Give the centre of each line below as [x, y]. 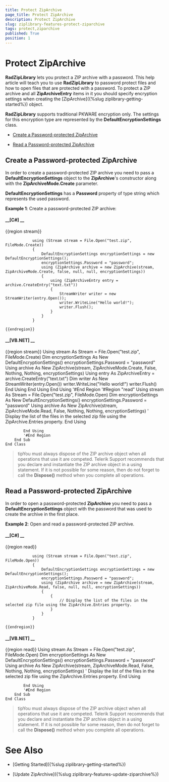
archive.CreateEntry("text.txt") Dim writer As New [57, 379]
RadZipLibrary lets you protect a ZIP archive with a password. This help [80, 77]
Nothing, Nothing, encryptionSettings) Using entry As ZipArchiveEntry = [80, 374]
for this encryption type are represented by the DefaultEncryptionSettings [83, 119]
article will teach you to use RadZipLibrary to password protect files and [80, 83]
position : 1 [18, 39]
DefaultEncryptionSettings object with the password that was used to [79, 509]
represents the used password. [38, 199]
